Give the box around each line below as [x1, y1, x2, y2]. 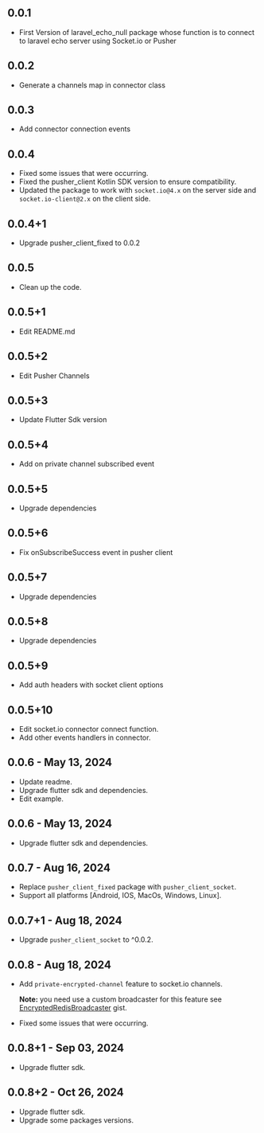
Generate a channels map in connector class [18, 80, 166, 90]
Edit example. [18, 794, 64, 803]
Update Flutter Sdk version [18, 415, 107, 424]
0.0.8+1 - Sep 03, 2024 [7, 1041, 125, 1055]
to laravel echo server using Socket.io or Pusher [18, 36, 177, 45]
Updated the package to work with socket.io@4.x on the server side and [18, 186, 256, 195]
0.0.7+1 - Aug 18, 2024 [7, 913, 122, 927]
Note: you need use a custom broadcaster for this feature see [18, 994, 222, 1004]
